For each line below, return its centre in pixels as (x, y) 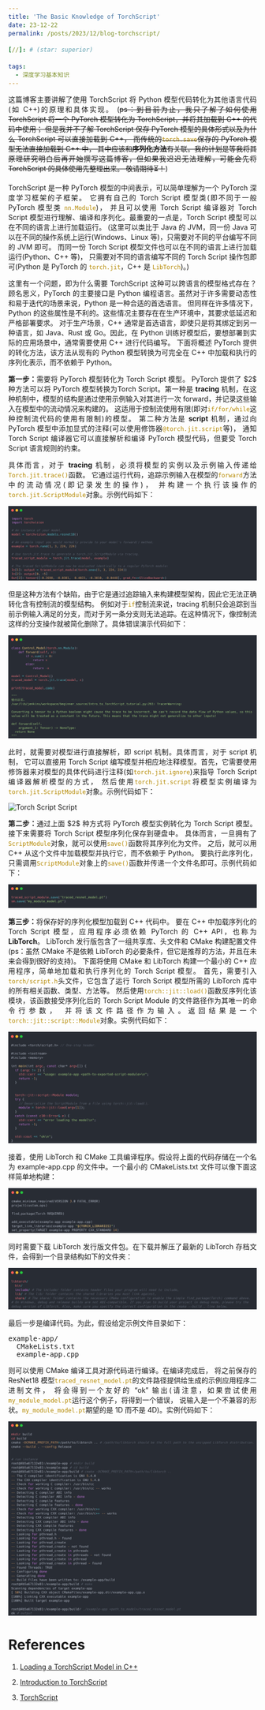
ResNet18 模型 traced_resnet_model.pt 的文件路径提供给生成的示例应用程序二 (132, 1380)
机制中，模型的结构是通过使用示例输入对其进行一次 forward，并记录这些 (132, 399)
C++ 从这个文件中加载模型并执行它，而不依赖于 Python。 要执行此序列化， (132, 853)
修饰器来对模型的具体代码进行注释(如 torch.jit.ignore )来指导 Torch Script (132, 771)
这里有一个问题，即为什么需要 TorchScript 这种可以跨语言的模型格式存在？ (132, 283)
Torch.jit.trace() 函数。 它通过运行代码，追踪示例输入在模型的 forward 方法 (132, 474)
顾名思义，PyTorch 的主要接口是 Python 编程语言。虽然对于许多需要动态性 (132, 293)
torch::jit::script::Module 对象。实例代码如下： (89, 1020)
